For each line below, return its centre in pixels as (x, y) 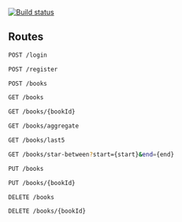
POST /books (28, 83)
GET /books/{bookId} (42, 112)
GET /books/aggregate (44, 126)
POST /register (33, 69)
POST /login (28, 55)
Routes (26, 37)
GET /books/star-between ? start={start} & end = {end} (91, 154)
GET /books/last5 (37, 141)
